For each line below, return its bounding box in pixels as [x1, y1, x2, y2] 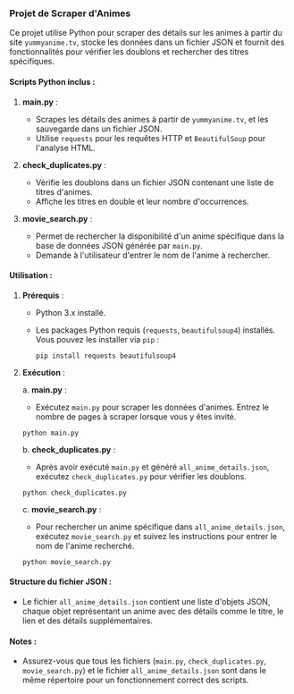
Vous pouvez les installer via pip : [35, 334, 160, 344]
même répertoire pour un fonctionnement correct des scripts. [21, 674, 249, 686]
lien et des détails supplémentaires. [21, 615, 154, 626]
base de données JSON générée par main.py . [35, 240, 204, 250]
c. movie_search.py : [21, 504, 102, 514]
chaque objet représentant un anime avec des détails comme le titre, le [21, 605, 284, 616]
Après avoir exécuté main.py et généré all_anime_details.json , [35, 461, 270, 472]
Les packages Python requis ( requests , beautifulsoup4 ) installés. [35, 325, 276, 335]
